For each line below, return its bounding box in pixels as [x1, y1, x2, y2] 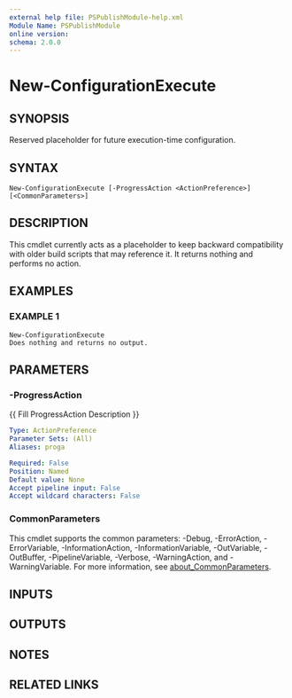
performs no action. [9, 258, 81, 269]
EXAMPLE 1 [9, 310, 60, 323]
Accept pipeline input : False [9, 483, 121, 492]
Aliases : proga [9, 443, 65, 451]
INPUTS [9, 586, 53, 601]
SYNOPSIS [9, 111, 70, 126]
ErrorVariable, [9, 542, 60, 553]
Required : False [9, 459, 69, 467]
